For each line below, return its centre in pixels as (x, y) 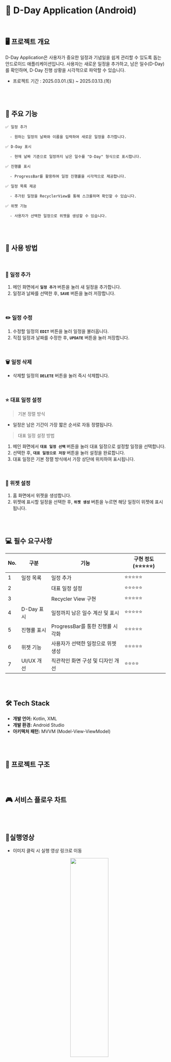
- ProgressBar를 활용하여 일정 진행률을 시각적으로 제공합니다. (68, 176)
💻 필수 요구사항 (29, 541)
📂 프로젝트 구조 (27, 764)
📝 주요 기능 (22, 114)
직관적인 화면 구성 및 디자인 (82, 661)
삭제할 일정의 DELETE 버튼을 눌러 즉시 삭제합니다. (61, 376)
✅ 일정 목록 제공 (21, 186)
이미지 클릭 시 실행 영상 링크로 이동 (47, 850)
